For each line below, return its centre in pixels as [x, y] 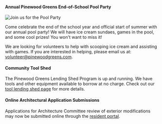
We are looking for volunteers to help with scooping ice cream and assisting [81, 46]
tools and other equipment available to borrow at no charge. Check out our [80, 84]
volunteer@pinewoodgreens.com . [39, 57]
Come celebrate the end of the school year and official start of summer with [81, 27]
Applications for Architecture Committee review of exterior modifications [78, 111]
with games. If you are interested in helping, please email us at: [68, 52]
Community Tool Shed [28, 68]
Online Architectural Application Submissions [52, 100]
